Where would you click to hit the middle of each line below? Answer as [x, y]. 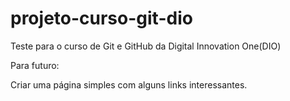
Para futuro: [35, 65]
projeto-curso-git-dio [101, 18]
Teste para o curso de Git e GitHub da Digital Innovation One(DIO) [146, 46]
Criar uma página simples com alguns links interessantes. [129, 84]
